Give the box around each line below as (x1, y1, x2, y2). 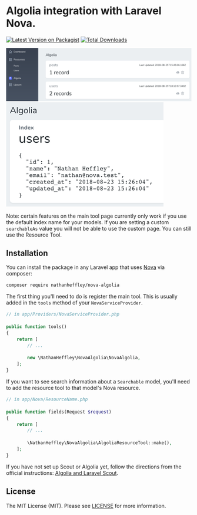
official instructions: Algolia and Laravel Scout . (6, 469, 119, 476)
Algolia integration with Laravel (6, 4, 162, 18)
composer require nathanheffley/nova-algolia (6, 282, 119, 288)
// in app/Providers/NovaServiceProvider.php (6, 311, 119, 317)
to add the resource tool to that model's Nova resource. (6, 385, 141, 392)
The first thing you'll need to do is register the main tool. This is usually (6, 293, 178, 300)
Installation (6, 248, 48, 258)
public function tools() (6, 324, 67, 330)
